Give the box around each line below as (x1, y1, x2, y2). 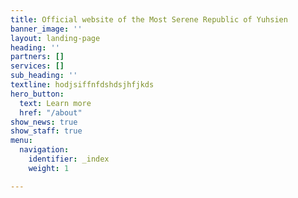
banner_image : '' (10, 24, 83, 34)
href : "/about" (19, 107, 83, 118)
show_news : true (10, 117, 78, 127)
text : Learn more (19, 98, 92, 108)
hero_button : (10, 89, 65, 99)
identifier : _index (28, 154, 110, 164)
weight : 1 (28, 163, 70, 173)
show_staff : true (10, 126, 83, 136)
